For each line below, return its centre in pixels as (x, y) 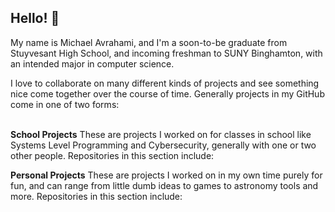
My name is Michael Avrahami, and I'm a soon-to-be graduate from (149, 42)
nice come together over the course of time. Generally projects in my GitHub (167, 93)
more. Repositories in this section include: (96, 196)
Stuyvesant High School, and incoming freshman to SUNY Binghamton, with (166, 53)
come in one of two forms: (65, 104)
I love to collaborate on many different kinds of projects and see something (165, 83)
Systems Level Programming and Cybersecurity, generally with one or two (163, 145)
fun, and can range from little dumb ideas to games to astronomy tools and (164, 185)
